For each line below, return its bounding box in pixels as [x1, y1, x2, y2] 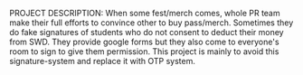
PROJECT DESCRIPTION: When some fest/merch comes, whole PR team [9, 8, 280, 18]
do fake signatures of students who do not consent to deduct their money [9, 27, 284, 37]
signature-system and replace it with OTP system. [9, 56, 196, 66]
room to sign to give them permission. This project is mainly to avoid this [9, 46, 279, 57]
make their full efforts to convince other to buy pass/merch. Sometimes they [9, 17, 294, 28]
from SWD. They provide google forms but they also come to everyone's [9, 36, 279, 47]
